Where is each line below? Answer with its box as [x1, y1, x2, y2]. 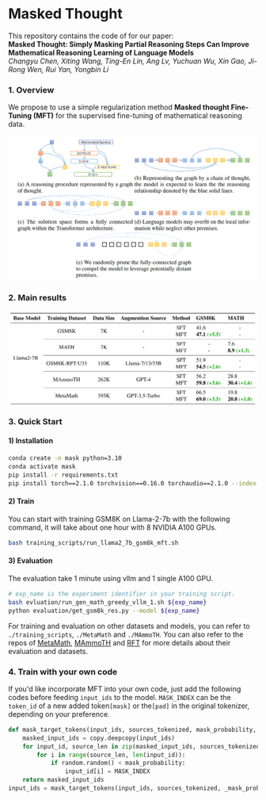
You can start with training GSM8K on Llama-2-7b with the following [8, 514, 230, 523]
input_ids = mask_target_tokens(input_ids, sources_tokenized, [8, 784, 222, 793]
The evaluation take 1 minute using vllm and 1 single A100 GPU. [8, 574, 214, 583]
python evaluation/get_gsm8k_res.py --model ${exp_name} [8, 607, 200, 614]
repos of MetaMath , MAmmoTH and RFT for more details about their [8, 637, 231, 647]
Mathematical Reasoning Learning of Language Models [8, 48, 194, 57]
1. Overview [8, 84, 55, 95]
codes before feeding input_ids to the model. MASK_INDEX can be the [8, 692, 231, 702]
